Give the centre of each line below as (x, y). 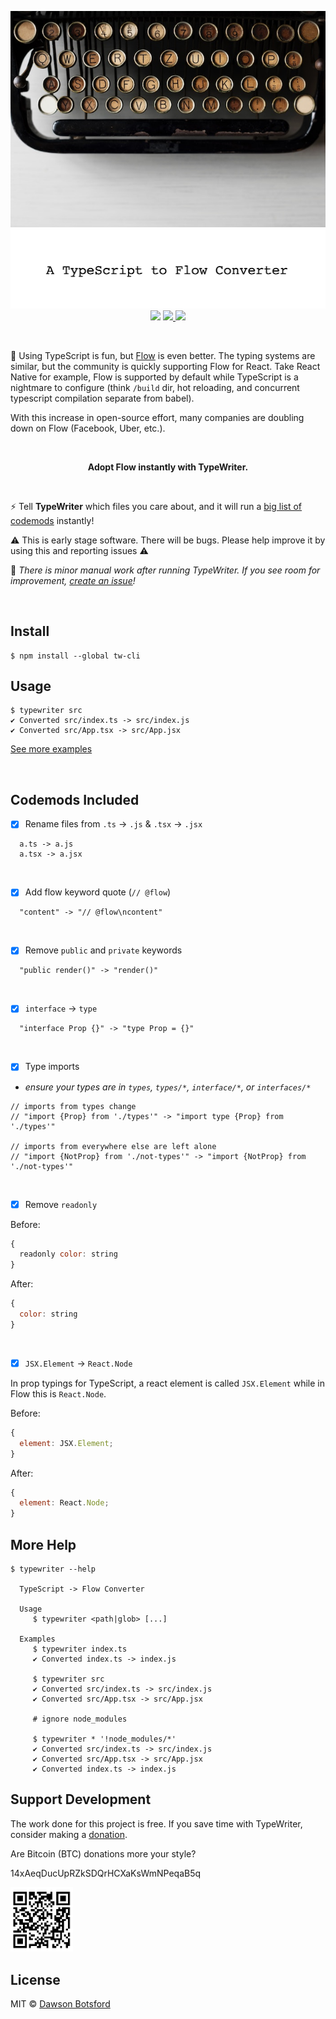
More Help (43, 1544)
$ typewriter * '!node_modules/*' (104, 1739)
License (35, 1979)
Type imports (52, 1067)
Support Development (81, 1799)
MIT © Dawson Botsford (60, 2004)
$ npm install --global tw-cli (75, 656)
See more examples (51, 749)
